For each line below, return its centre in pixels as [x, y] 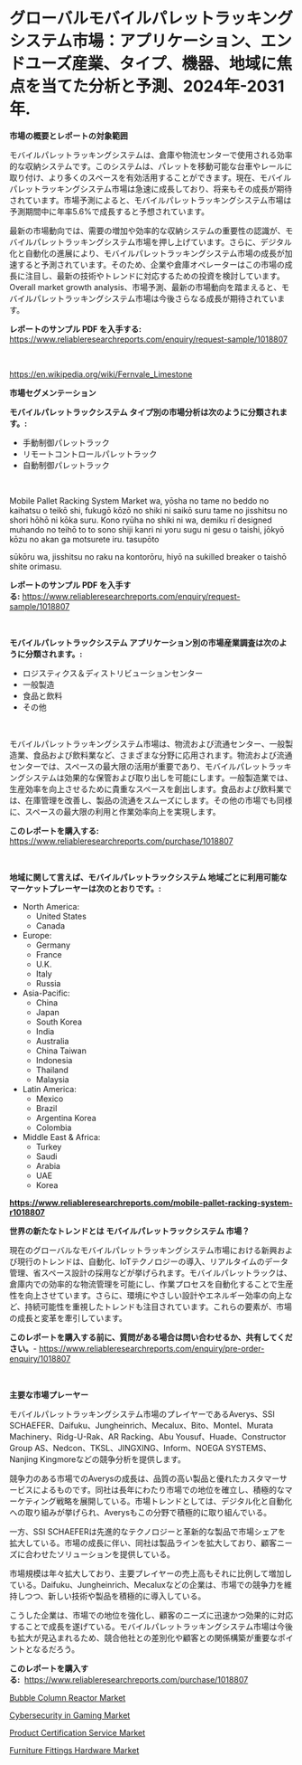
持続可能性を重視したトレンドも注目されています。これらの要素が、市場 [159, 1307]
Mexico [50, 1099]
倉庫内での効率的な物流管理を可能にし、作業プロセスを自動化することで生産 [151, 1284]
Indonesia [54, 1060]
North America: [50, 906]
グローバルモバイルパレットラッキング [151, 19]
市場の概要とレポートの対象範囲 [69, 136]
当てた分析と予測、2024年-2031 [163, 86]
